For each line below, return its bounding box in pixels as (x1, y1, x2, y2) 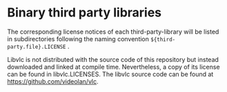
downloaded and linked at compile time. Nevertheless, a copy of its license (7, 62, 220, 71)
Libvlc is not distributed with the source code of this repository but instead (7, 55, 219, 63)
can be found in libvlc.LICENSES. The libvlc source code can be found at (7, 70, 214, 78)
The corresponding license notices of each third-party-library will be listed (7, 27, 219, 36)
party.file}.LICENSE (7, 43, 67, 50)
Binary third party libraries (7, 5, 162, 21)
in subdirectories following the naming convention (7, 34, 150, 43)
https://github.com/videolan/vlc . (7, 77, 99, 85)
